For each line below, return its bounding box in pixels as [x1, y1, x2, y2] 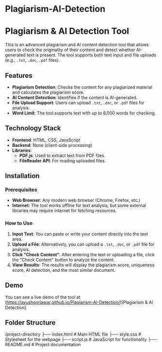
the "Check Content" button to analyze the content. [12, 257, 115, 263]
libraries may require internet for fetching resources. [12, 208, 117, 213]
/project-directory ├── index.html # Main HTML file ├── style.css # [5, 332, 142, 337]
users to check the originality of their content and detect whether [5, 47, 135, 53]
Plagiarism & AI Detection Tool [5, 26, 130, 37]
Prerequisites [5, 186, 37, 193]
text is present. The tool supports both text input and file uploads [26, 52, 157, 58]
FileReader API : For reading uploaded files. [19, 158, 106, 163]
